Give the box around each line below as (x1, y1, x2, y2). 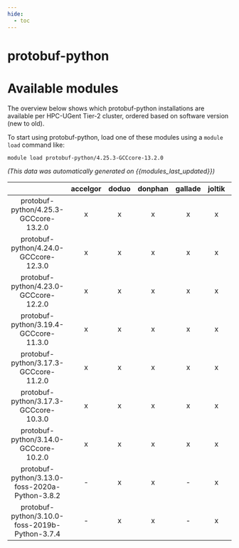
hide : (7, 10, 23, 18)
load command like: (7, 140, 65, 149)
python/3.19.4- (11, 319, 64, 329)
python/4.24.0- (11, 243, 64, 253)
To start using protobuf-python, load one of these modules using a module (7, 133, 223, 141)
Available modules (7, 80, 119, 96)
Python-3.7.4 (14, 529, 60, 539)
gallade (175, 183, 201, 193)
